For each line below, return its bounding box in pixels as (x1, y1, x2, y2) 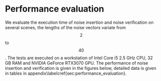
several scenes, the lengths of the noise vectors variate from (5, 24, 126, 30)
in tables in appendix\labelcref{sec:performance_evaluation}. (5, 70, 127, 76)
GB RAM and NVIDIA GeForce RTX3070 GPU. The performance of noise (5, 60, 148, 66)
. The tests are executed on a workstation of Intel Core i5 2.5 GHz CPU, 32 (5, 55, 153, 61)
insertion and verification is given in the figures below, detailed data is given (5, 65, 156, 71)
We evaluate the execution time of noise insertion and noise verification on (5, 19, 154, 25)
